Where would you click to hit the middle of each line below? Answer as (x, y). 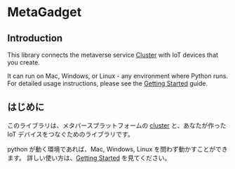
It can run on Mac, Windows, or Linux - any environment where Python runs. (117, 76)
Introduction (35, 38)
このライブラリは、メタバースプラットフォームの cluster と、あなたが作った (117, 125)
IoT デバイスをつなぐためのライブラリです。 (71, 134)
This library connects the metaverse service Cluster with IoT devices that (113, 55)
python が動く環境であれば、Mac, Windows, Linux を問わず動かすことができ (117, 149)
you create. (24, 62)
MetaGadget (45, 12)
